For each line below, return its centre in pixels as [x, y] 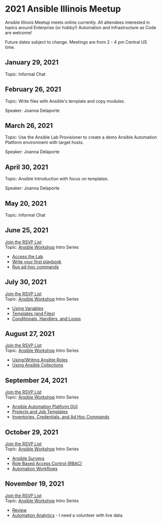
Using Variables [28, 308]
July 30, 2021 [26, 282]
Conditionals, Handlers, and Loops [46, 318]
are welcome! [19, 32]
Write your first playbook [37, 261]
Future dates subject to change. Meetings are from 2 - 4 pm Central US [76, 42]
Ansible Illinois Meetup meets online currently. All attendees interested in [77, 22]
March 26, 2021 [29, 125]
